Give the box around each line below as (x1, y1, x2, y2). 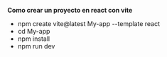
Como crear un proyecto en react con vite (7, 6, 133, 14)
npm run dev (17, 42, 55, 50)
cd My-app (17, 27, 50, 35)
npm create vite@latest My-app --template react (17, 20, 161, 27)
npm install (17, 34, 50, 43)
